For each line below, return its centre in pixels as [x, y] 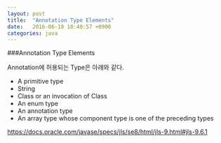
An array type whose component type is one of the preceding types [115, 119]
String [26, 89]
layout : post [26, 14]
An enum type [38, 104]
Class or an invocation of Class [62, 96]
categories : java [33, 33]
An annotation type [45, 111]
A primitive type [40, 82]
